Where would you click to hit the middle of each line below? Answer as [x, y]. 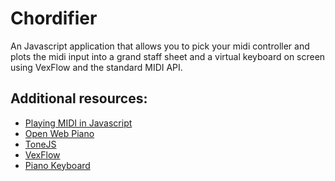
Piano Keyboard [57, 165]
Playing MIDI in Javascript [78, 123]
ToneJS [40, 144]
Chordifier [54, 18]
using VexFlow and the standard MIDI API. [96, 67]
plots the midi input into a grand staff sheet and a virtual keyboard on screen [168, 56]
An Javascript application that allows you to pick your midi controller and [160, 46]
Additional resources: [79, 98]
